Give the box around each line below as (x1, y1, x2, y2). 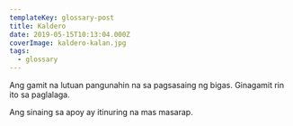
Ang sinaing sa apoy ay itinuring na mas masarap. (9, 107, 193, 117)
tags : (9, 47, 30, 56)
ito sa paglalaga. (9, 89, 70, 100)
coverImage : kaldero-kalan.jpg (9, 38, 127, 48)
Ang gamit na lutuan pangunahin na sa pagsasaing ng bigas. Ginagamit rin (9, 80, 285, 90)
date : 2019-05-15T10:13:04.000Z (9, 30, 130, 39)
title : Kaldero (9, 22, 67, 31)
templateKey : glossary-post (9, 13, 115, 22)
